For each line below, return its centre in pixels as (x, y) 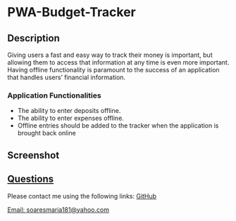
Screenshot (33, 155)
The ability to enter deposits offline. (69, 111)
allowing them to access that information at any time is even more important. (118, 62)
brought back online (46, 133)
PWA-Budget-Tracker (72, 12)
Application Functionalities (54, 95)
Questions (31, 179)
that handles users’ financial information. (66, 77)
